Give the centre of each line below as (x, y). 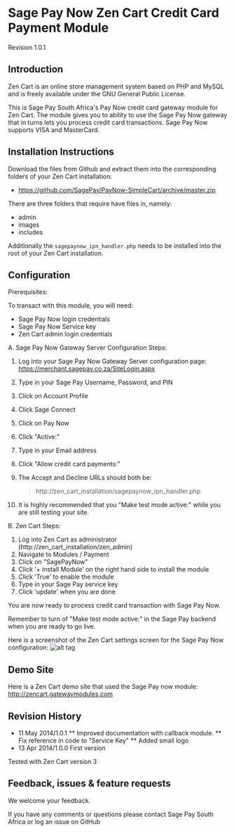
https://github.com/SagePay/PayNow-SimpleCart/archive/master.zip (117, 190)
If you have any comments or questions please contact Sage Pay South (111, 814)
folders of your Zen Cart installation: (60, 176)
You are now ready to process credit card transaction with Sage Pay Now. (114, 605)
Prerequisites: (28, 292)
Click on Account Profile (53, 396)
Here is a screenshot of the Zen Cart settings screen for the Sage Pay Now (116, 640)
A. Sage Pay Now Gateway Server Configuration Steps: (88, 348)
